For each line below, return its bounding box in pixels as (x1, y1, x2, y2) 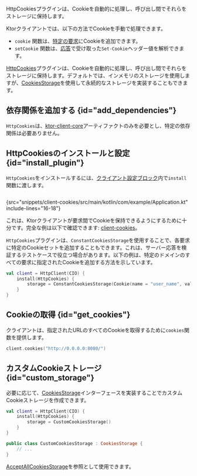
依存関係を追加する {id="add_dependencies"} (6, 106, 177, 116)
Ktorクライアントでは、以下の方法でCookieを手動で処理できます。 (6, 25, 166, 32)
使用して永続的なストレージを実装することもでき (65, 79, 183, 86)
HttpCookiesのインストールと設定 (6, 148, 130, 158)
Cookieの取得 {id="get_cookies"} (6, 310, 131, 320)
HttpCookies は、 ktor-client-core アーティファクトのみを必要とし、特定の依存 (6, 122, 191, 129)
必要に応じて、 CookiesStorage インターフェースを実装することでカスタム (6, 389, 183, 396)
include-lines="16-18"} (6, 204, 61, 212)
